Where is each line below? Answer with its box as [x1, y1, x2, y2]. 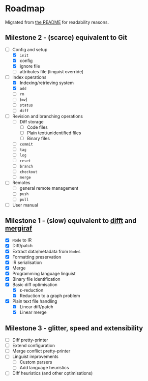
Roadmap [5, 3, 45, 14]
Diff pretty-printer [12, 337, 48, 343]
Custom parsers [19, 359, 53, 365]
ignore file [19, 63, 40, 69]
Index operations [12, 74, 47, 80]
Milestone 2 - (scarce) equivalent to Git [5, 33, 127, 42]
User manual [12, 202, 38, 208]
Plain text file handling [12, 298, 58, 304]
